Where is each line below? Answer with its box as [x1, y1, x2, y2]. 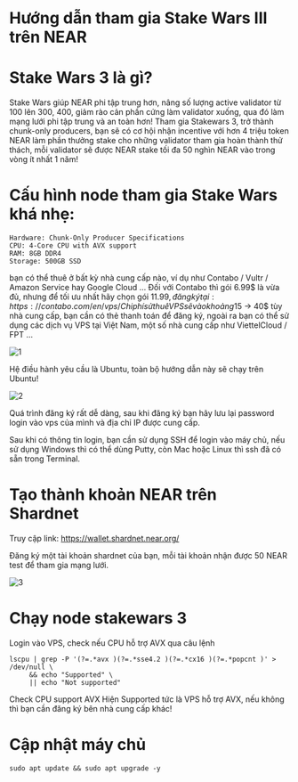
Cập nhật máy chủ [9, 735, 147, 755]
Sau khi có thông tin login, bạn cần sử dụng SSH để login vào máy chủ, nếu [9, 435, 286, 445]
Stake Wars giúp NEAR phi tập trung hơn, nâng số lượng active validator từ [9, 97, 282, 108]
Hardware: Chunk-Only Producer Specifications [9, 233, 185, 243]
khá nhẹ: [9, 204, 76, 224]
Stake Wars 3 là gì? [9, 68, 153, 88]
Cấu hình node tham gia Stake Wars [9, 185, 278, 206]
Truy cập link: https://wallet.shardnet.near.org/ [9, 534, 180, 543]
